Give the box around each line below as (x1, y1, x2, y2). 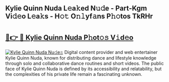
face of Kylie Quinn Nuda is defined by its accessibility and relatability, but (5, 66, 162, 72)
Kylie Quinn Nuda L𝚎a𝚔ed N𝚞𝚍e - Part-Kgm (5, 4, 147, 13)
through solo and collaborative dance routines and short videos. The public (5, 61, 164, 66)
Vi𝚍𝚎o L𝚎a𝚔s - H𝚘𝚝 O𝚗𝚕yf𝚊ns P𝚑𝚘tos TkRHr (5, 12, 153, 21)
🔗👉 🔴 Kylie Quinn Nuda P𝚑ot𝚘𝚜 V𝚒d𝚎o (5, 33, 134, 42)
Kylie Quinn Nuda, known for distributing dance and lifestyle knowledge (5, 55, 157, 61)
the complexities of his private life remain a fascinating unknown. (5, 71, 142, 77)
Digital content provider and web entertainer (64, 49, 158, 55)
